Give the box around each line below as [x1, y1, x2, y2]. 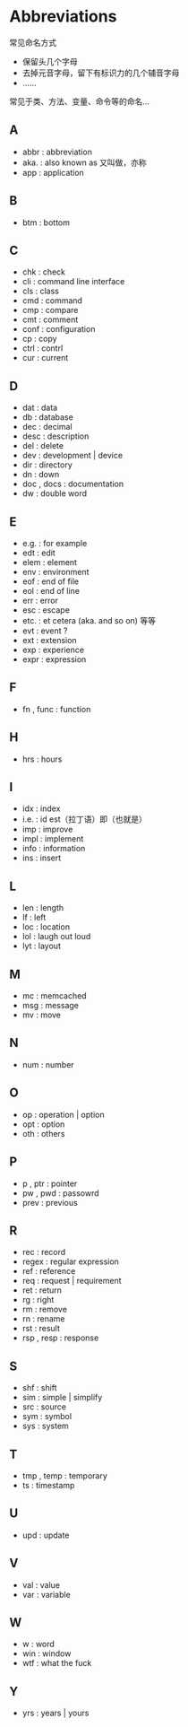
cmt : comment [21, 314, 79, 325]
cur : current [21, 353, 69, 363]
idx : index [21, 803, 61, 814]
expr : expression [21, 654, 87, 665]
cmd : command [21, 295, 83, 306]
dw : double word [21, 488, 88, 499]
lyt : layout [21, 940, 61, 952]
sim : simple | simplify [21, 1392, 103, 1403]
